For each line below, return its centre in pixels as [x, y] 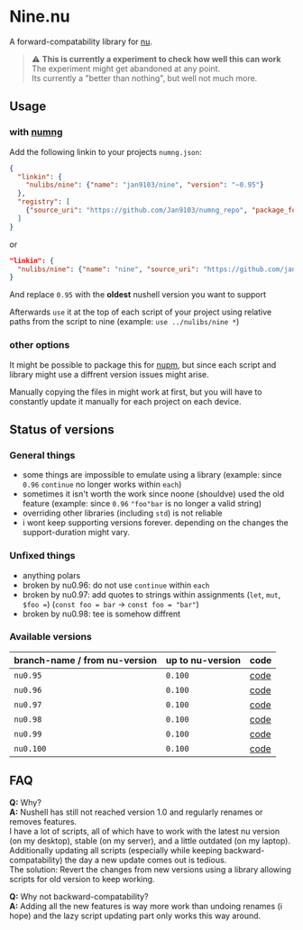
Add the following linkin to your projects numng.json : [106, 151]
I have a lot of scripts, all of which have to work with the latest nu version [145, 831]
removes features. [43, 821]
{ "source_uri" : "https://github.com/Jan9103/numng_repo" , [137, 210]
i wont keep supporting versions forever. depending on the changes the [155, 523]
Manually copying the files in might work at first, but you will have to [136, 392]
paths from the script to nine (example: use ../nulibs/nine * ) [124, 322]
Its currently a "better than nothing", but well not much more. [144, 77]
